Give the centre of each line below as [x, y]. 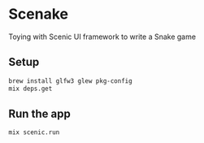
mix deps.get [30, 89]
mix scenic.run [34, 132]
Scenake [39, 14]
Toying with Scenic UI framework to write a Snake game [102, 37]
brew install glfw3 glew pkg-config [70, 81]
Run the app [39, 113]
